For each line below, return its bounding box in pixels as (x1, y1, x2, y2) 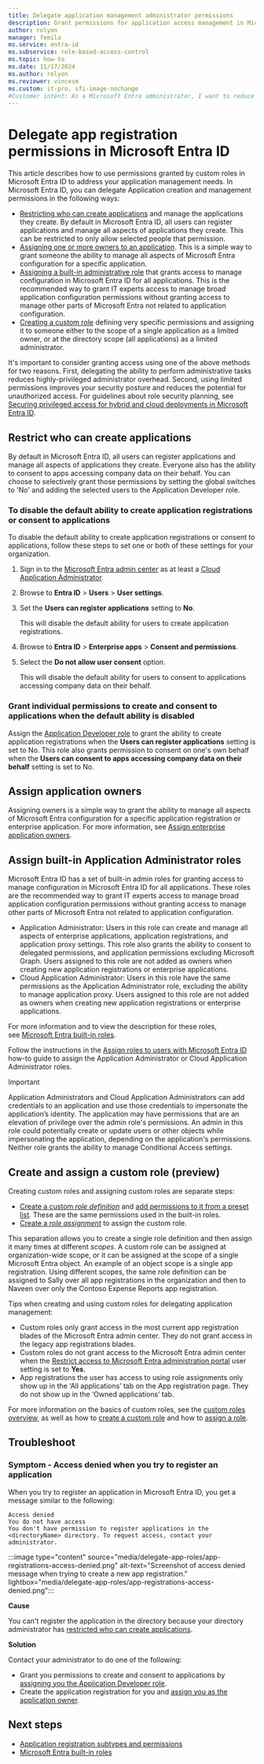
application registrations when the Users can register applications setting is (8, 736, 256, 746)
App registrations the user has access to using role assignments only (19, 1373, 244, 1382)
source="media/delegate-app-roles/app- (87, 1552, 222, 1562)
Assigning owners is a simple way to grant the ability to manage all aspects (8, 806, 251, 815)
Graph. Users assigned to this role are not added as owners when (19, 957, 233, 966)
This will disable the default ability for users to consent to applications (19, 673, 247, 682)
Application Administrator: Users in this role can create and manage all (19, 923, 248, 932)
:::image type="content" (8, 1552, 86, 1562)
